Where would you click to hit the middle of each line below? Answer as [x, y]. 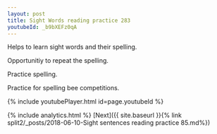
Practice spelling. [32, 74]
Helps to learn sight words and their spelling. [72, 47]
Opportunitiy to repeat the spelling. [58, 61]
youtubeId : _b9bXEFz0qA [42, 27]
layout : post [26, 14]
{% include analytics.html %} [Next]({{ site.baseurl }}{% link [94, 115]
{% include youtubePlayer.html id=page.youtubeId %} [86, 102]
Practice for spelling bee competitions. [63, 88]
